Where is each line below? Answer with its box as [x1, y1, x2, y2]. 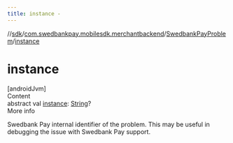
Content [7, 91, 31, 100]
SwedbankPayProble [166, 29, 226, 38]
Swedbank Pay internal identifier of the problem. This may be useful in [7, 120, 210, 128]
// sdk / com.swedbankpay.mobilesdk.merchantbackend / [7, 29, 167, 38]
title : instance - [7, 10, 61, 17]
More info [7, 106, 36, 115]
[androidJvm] [7, 84, 47, 93]
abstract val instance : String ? [7, 99, 92, 107]
